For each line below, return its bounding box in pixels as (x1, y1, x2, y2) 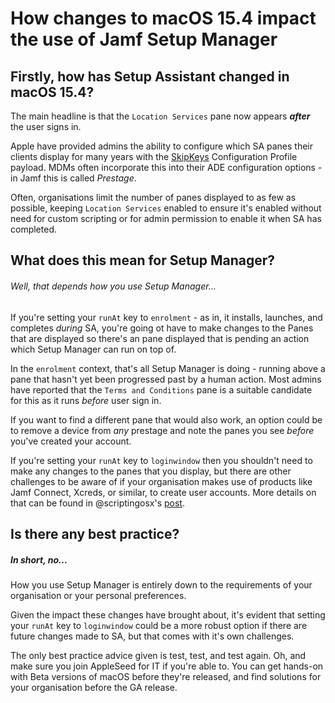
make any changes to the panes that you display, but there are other (10, 465, 292, 477)
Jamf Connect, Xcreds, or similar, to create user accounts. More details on (10, 486, 317, 498)
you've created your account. (10, 435, 132, 447)
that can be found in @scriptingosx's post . (10, 497, 185, 509)
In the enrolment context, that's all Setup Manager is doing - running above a (10, 362, 326, 374)
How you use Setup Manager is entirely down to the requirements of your (10, 578, 313, 591)
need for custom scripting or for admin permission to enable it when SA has (10, 213, 322, 224)
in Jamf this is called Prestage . (10, 172, 137, 184)
